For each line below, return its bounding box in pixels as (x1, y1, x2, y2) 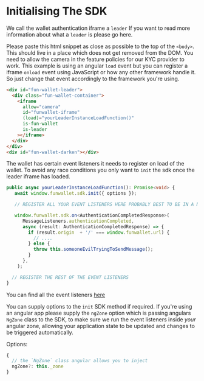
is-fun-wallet (22, 121, 59, 127)
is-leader (22, 127, 47, 133)
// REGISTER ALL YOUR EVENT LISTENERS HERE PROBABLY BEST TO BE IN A (14, 201, 194, 208)
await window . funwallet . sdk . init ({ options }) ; (14, 190, 137, 197)
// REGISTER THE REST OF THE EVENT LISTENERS (12, 274, 129, 281)
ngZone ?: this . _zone (12, 363, 64, 369)
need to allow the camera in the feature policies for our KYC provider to (6, 55, 185, 63)
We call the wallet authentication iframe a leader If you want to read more (6, 24, 190, 32)
